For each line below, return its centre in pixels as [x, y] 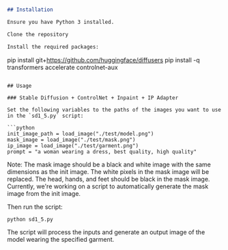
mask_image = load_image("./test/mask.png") [71, 140]
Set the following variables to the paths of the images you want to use [114, 110]
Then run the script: [35, 207]
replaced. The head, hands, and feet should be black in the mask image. [109, 179]
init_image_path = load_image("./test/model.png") [81, 134]
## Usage [19, 86]
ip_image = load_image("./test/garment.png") [73, 146]
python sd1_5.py [30, 219]
